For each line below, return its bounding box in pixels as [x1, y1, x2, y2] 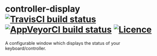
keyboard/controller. [5, 45, 46, 51]
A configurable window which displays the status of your [5, 40, 121, 46]
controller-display [5, 3, 80, 15]
